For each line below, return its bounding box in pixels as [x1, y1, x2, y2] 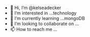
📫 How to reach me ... [10, 26, 57, 32]
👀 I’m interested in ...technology [10, 10, 77, 16]
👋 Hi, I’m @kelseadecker [10, 5, 62, 10]
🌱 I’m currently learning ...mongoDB [10, 15, 85, 21]
